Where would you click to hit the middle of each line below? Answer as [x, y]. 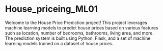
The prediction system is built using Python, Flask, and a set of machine [78, 38]
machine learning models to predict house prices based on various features [82, 27]
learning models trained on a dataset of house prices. [59, 43]
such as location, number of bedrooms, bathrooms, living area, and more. [79, 33]
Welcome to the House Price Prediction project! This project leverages [76, 23]
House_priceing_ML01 [52, 9]
